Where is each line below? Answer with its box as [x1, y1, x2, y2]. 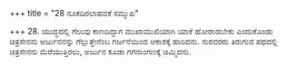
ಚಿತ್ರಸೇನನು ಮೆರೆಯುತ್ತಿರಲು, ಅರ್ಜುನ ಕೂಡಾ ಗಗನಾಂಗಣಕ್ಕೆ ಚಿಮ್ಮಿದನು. [9, 46, 192, 57]
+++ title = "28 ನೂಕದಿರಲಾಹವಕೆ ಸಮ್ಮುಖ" [9, 8, 139, 18]
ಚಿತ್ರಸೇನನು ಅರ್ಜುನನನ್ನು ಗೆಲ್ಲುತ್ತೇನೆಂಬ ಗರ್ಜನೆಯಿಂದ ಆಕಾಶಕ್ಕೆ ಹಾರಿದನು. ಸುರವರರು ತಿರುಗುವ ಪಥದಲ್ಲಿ [9, 36, 279, 46]
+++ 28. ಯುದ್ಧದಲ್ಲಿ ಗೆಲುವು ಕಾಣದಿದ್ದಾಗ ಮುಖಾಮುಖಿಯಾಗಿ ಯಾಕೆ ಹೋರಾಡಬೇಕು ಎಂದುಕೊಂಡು [9, 26, 273, 36]
